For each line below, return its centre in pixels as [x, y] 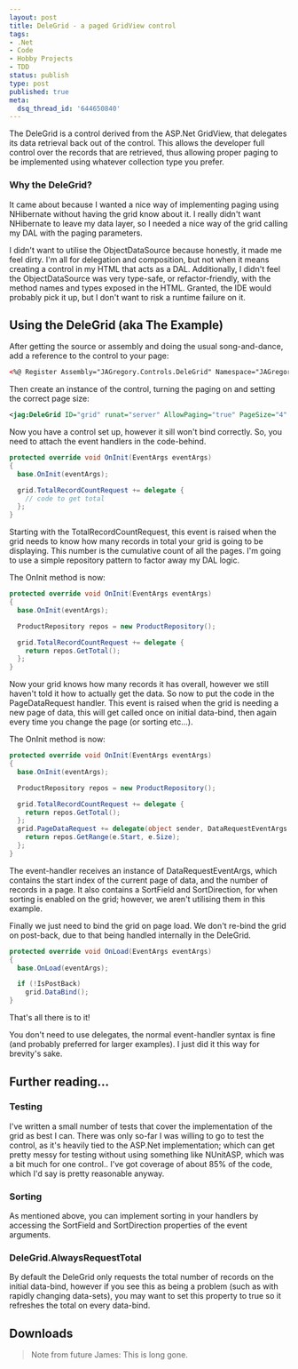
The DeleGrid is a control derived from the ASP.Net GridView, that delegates [148, 133]
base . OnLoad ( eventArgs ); [63, 968]
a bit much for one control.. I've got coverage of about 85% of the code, [141, 1164]
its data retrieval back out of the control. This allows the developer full [137, 143]
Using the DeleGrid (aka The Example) [116, 325]
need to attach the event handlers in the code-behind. [108, 442]
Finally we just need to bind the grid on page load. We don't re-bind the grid [148, 925]
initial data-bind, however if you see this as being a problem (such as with [144, 1286]
